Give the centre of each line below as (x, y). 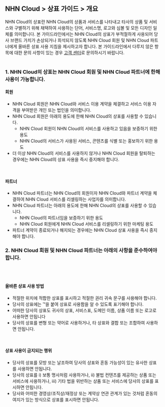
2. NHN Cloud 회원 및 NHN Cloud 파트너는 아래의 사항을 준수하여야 (81, 250)
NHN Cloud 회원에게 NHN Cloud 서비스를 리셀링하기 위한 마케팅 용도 (86, 224)
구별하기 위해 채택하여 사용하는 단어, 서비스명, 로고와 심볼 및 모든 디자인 (83, 28)
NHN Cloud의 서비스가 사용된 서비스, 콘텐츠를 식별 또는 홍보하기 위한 (86, 141)
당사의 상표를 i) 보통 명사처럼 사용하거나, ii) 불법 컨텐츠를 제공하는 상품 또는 (84, 375)
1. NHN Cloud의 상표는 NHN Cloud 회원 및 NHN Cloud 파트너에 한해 (82, 72)
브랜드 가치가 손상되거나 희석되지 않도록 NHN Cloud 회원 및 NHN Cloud (80, 40)
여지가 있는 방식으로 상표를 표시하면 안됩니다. (56, 400)
